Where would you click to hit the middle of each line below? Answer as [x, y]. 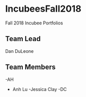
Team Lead [23, 39]
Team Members [30, 67]
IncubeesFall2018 [44, 9]
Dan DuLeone [19, 51]
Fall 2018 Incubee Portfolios [34, 23]
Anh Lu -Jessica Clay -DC [39, 89]
